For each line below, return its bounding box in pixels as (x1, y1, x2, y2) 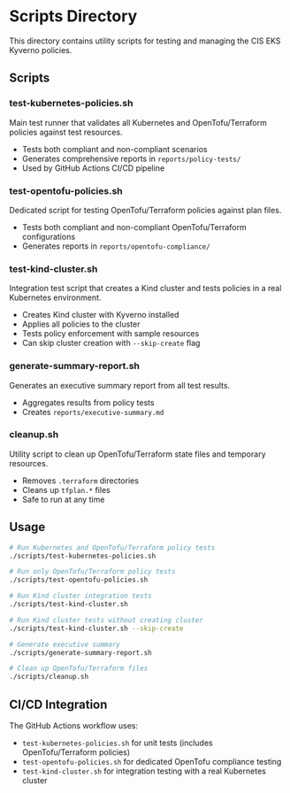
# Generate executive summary (9, 640, 121, 649)
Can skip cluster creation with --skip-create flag (21, 338, 201, 349)
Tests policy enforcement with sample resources (21, 328, 200, 339)
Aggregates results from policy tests (21, 396, 155, 408)
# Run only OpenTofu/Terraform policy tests (9, 567, 176, 576)
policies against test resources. (9, 127, 123, 137)
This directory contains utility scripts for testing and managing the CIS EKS (9, 35, 281, 46)
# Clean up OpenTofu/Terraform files (9, 664, 149, 674)
